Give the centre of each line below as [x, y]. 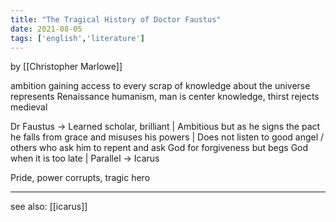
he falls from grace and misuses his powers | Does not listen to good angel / [167, 137]
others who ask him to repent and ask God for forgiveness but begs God [159, 148]
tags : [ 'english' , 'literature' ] [77, 38]
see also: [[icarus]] [49, 207]
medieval [29, 107]
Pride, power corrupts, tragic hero [80, 178]
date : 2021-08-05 [46, 29]
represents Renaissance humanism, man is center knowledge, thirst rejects [165, 97]
